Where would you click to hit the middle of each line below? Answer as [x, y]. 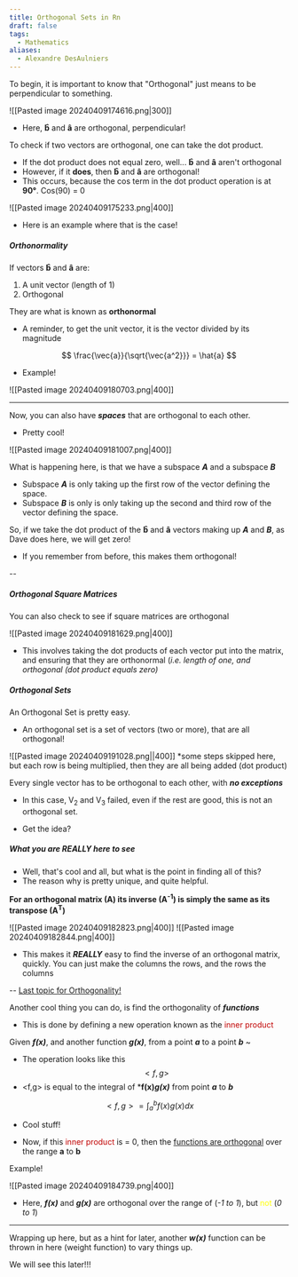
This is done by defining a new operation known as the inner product [148, 1024]
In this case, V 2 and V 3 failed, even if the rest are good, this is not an [147, 801]
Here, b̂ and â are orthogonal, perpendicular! [104, 128]
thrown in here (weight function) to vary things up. [101, 1248]
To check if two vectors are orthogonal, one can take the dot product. [136, 145]
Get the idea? [47, 829]
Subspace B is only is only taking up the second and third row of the [147, 503]
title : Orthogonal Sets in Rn [65, 17]
